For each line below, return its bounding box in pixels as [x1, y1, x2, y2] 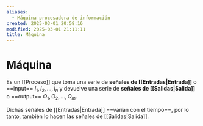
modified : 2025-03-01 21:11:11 [6, 26, 86, 32]
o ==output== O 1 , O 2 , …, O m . [6, 92, 77, 102]
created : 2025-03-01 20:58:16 [6, 20, 84, 26]
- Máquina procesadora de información [12, 15, 111, 21]
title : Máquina [6, 32, 45, 38]
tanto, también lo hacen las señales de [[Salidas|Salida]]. [6, 113, 149, 120]
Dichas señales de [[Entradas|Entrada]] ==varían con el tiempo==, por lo [6, 106, 189, 113]
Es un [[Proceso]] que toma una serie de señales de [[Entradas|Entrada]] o [6, 78, 197, 86]
